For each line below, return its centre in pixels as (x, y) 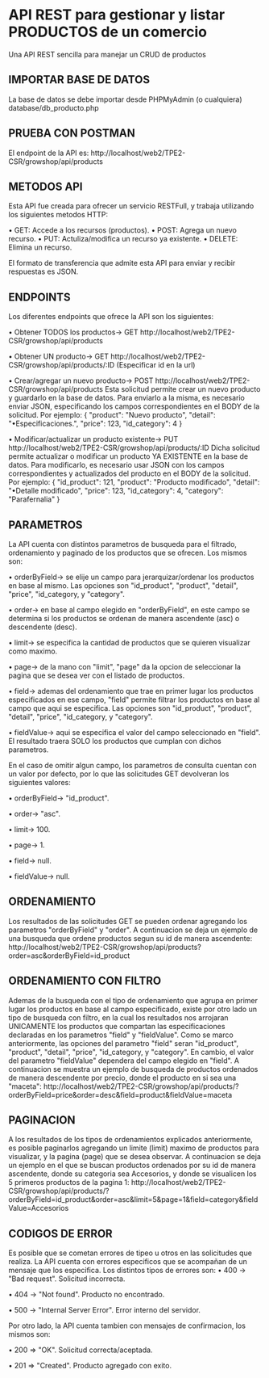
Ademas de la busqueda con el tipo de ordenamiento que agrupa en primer (133, 1000)
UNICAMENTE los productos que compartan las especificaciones (117, 1026)
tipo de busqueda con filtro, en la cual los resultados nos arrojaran (118, 1017)
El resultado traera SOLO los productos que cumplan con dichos (115, 741)
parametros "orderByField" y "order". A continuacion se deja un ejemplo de (133, 930)
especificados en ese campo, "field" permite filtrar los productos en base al (134, 700)
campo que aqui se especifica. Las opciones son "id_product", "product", (130, 708)
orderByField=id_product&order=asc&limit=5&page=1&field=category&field (133, 1199)
